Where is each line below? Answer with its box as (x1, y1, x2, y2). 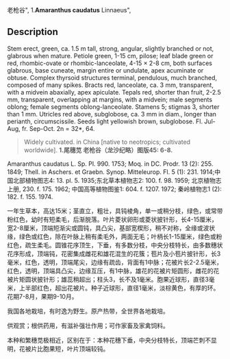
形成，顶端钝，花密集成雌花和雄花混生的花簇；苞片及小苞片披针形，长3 (18, 249, 221, 258)
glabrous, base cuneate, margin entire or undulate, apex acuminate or (7, 66, 204, 74)
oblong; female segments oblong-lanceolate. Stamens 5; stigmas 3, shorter (7, 102, 220, 111)
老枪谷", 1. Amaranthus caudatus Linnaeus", (7, 6, 131, 14)
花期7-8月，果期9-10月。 (7, 292, 78, 300)
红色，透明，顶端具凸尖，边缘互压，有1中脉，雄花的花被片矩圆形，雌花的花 (7, 267, 220, 275)
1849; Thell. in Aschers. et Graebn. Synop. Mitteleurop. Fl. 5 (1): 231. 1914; (7, 167, 215, 176)
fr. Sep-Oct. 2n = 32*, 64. (21, 124, 95, 132)
